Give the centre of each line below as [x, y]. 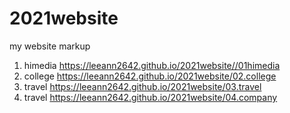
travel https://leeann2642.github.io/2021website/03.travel [142, 86]
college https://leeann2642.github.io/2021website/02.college [150, 76]
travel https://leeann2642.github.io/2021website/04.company [150, 97]
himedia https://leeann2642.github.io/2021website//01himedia [152, 65]
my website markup [50, 46]
